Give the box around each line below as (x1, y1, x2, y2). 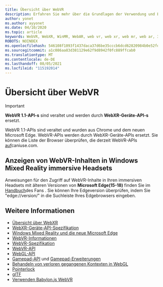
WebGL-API (12, 251, 35, 256)
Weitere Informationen (5, 207, 75, 215)
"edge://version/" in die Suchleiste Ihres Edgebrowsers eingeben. (5, 193, 136, 198)
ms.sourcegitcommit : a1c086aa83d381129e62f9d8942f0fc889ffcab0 (5, 48, 136, 53)
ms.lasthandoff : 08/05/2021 (5, 61, 62, 66)
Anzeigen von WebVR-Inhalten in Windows (5, 157, 138, 165)
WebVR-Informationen (12, 235, 57, 241)
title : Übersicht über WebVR (5, 7, 64, 12)
